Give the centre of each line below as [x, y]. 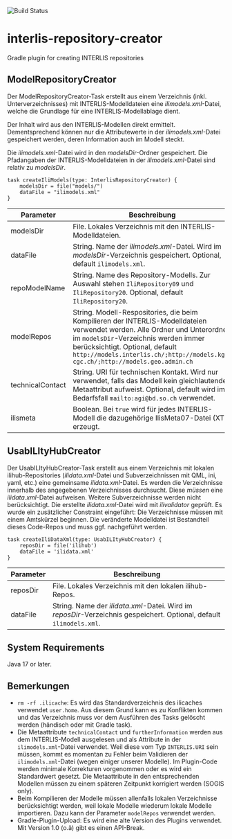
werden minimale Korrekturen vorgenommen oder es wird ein [104, 769]
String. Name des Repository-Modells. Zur [141, 275]
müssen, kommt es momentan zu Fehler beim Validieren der [103, 754]
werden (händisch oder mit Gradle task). [75, 725]
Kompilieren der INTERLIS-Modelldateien [139, 321]
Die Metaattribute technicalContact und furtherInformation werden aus [120, 732]
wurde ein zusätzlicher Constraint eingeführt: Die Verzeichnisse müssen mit [115, 512]
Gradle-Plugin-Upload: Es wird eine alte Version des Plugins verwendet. [119, 820]
